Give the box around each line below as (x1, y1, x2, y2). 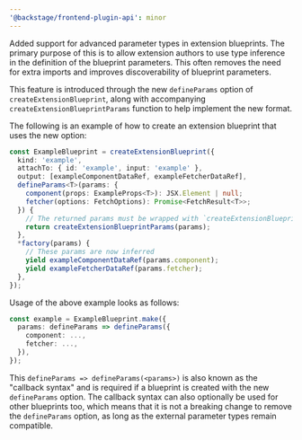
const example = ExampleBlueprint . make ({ (9, 314, 167, 323)
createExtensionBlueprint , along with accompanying (9, 93, 207, 104)
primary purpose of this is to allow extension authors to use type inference (9, 47, 286, 58)
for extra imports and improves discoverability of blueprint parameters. (9, 66, 272, 77)
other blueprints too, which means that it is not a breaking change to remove (9, 400, 292, 411)
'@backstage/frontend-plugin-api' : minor (9, 13, 167, 22)
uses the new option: (9, 129, 87, 140)
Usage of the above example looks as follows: (9, 297, 180, 308)
